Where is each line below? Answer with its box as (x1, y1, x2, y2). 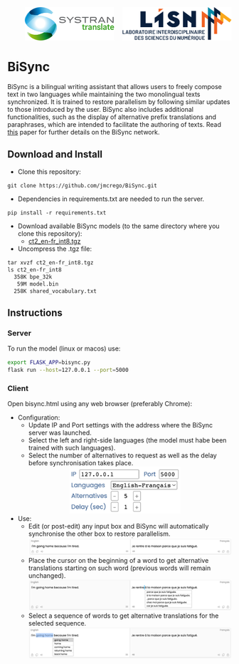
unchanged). (28, 571, 66, 580)
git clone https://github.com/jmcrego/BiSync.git (7, 182, 158, 189)
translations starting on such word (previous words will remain (28, 564, 211, 573)
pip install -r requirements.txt (7, 209, 107, 217)
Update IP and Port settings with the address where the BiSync (28, 421, 213, 430)
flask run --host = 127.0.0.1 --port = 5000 (7, 367, 129, 374)
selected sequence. (28, 619, 87, 628)
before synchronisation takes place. (28, 459, 134, 467)
